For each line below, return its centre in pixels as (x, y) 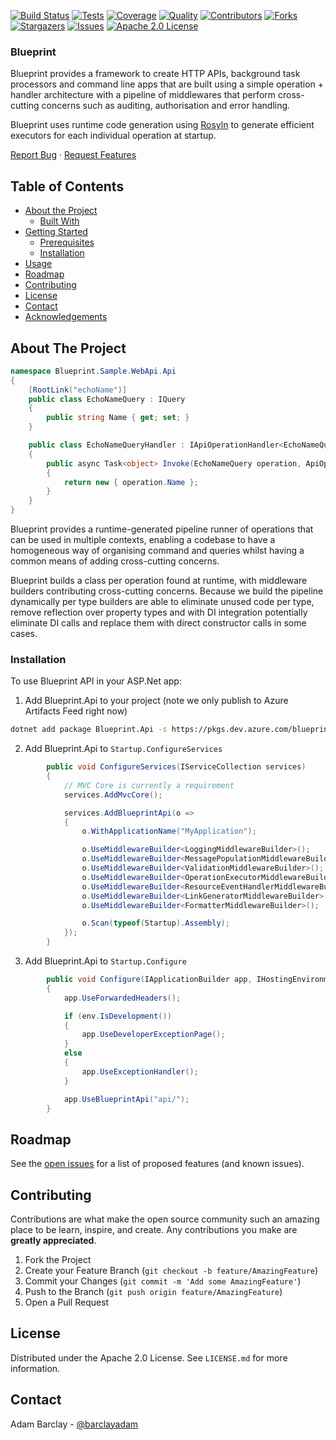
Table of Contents (67, 186)
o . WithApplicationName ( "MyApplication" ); (169, 831)
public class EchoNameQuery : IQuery (107, 399)
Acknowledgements (66, 317)
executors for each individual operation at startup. (113, 136)
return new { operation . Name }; (131, 482)
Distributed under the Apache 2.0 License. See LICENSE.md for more (149, 1357)
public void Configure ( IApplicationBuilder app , (149, 980)
